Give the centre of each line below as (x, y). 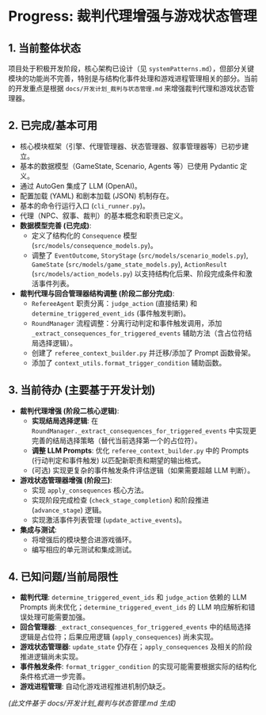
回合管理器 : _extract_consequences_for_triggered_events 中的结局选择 (135, 627)
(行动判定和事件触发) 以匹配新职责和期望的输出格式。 (118, 460)
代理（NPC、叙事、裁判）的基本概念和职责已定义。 (103, 216)
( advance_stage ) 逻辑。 (68, 510)
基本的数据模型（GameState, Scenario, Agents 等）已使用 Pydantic (129, 166)
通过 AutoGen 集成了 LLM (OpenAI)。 (81, 185)
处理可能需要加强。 (58, 617)
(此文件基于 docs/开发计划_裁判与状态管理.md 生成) (92, 703)
